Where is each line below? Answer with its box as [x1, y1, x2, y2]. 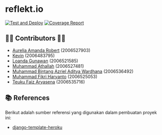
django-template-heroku [12, 124, 63, 130]
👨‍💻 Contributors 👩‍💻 [5, 34, 66, 43]
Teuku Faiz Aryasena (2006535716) [12, 79, 85, 85]
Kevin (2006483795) [12, 52, 55, 58]
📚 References [5, 94, 50, 102]
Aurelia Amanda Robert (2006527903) [12, 47, 90, 53]
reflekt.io [5, 3, 43, 15]
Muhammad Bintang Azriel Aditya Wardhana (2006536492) [12, 68, 134, 74]
